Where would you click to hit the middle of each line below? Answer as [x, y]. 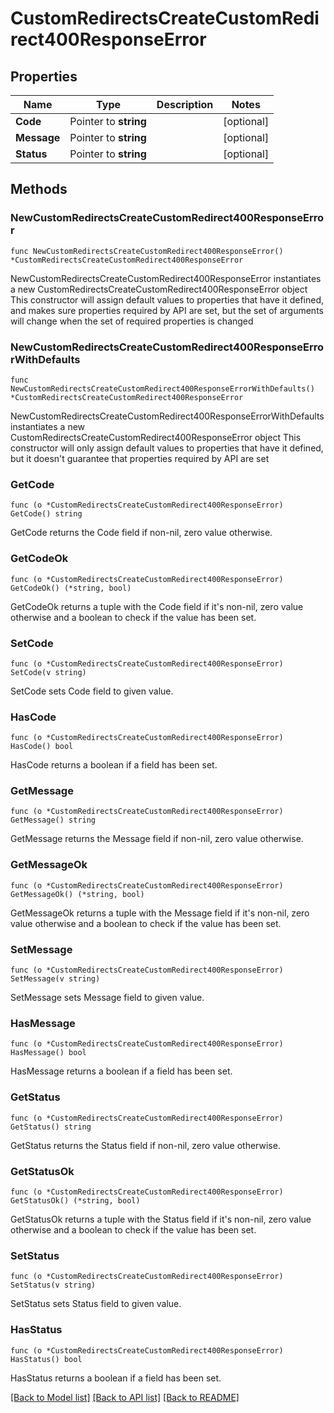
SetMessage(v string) [55, 979]
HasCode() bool [42, 747]
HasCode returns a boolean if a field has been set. [114, 765]
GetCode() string [46, 514]
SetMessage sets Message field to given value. [107, 998]
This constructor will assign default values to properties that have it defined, [167, 299]
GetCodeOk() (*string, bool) [71, 588]
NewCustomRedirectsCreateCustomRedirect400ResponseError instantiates [166, 278]
